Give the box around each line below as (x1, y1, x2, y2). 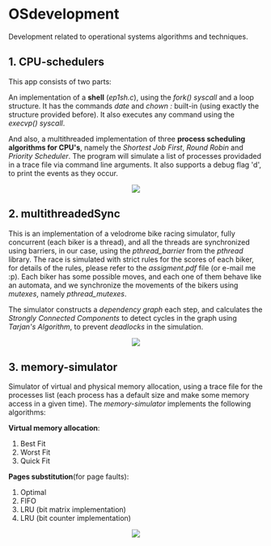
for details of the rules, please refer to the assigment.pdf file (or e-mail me (8, 262, 256, 272)
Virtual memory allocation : (8, 423, 100, 433)
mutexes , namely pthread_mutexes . (8, 288, 127, 298)
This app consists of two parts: (8, 76, 112, 86)
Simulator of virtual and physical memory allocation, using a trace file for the (8, 382, 263, 391)
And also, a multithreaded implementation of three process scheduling (8, 134, 246, 143)
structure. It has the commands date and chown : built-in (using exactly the (8, 100, 260, 110)
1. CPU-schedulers (8, 55, 105, 69)
